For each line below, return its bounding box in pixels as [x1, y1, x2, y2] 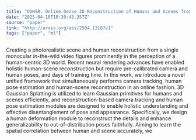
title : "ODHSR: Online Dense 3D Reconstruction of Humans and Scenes [6, 8, 179, 15]
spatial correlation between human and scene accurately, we [6, 127, 153, 135]
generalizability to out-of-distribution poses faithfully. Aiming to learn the [6, 121, 181, 128]
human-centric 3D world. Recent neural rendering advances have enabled [6, 59, 185, 66]
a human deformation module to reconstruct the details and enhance [6, 115, 171, 122]
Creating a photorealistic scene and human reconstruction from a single [6, 46, 179, 53]
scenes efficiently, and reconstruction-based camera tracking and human [6, 96, 183, 103]
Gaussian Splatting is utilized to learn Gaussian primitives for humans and [6, 90, 183, 97]
